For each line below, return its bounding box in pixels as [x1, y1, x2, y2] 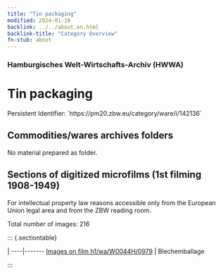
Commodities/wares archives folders [7, 130, 174, 142]
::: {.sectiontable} [7, 233, 58, 242]
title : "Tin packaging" [7, 10, 77, 18]
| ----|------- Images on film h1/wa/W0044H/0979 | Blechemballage [7, 247, 205, 255]
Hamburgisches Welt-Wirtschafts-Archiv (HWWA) [7, 60, 184, 70]
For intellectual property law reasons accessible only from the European [7, 198, 216, 207]
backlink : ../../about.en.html [7, 23, 99, 30]
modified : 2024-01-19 [7, 17, 71, 24]
